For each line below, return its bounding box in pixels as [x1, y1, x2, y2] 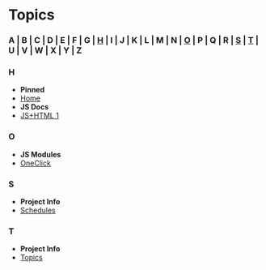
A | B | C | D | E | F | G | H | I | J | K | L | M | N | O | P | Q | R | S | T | [8, 35, 259, 46]
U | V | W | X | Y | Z [8, 45, 82, 56]
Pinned [19, 85, 45, 95]
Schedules [19, 205, 57, 215]
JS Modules [19, 149, 61, 159]
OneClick [19, 158, 51, 168]
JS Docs [19, 102, 49, 112]
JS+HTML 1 [19, 111, 59, 121]
